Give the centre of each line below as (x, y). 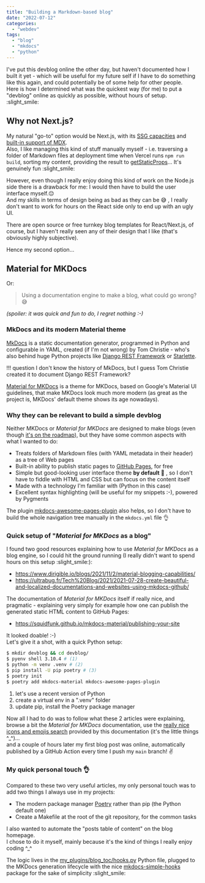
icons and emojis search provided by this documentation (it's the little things (102, 731)
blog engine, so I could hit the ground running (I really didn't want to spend (101, 555)
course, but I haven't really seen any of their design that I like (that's (92, 231)
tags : (13, 35)
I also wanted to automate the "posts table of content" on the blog (90, 829)
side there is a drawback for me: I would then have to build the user (91, 187)
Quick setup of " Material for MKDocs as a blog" (79, 535)
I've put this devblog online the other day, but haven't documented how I (98, 69)
